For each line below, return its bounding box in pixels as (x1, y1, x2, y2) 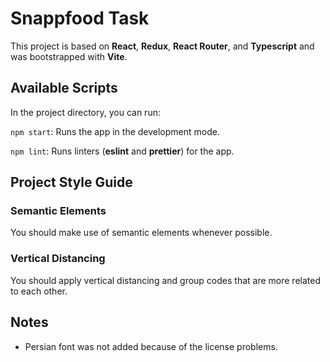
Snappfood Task (10, 7, 150, 30)
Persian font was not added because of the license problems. (24, 340, 278, 352)
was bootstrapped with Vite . (10, 50, 128, 62)
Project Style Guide (10, 174, 133, 191)
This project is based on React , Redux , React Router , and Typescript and (10, 40, 315, 52)
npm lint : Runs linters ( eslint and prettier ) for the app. (10, 145, 235, 157)
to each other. (10, 285, 68, 297)
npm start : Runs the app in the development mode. (10, 125, 220, 137)
